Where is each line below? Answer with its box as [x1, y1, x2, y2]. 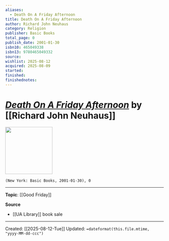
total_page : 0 [5, 36, 35, 41]
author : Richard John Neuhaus [5, 21, 69, 27]
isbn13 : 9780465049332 [5, 49, 53, 54]
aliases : [5, 7, 24, 13]
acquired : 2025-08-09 [5, 63, 51, 68]
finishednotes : [5, 77, 37, 83]
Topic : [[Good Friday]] [5, 192, 52, 198]
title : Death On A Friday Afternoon [5, 17, 82, 22]
